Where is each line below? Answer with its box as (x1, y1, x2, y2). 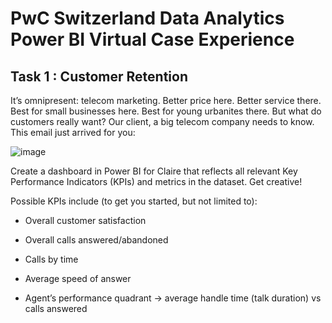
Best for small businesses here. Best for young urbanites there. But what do (10, 105, 322, 117)
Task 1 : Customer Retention (10, 68, 188, 85)
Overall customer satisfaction (24, 215, 147, 226)
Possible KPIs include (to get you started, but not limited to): (10, 195, 258, 207)
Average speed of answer (24, 273, 132, 284)
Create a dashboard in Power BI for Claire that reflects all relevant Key (10, 165, 298, 177)
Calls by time (24, 253, 79, 265)
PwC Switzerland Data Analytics (10, 7, 285, 30)
